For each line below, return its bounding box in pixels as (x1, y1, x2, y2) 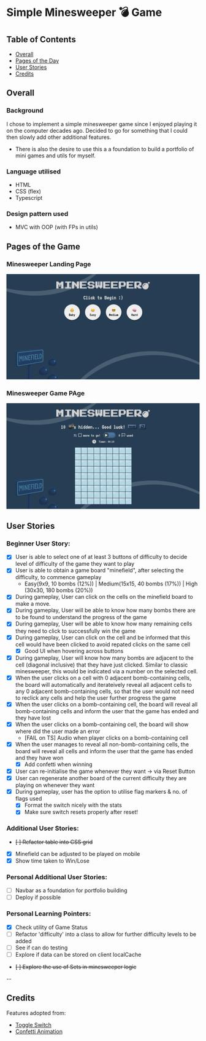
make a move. (15, 600, 51, 608)
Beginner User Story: (6, 539, 71, 548)
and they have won (15, 754, 64, 761)
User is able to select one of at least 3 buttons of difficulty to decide (15, 553, 188, 561)
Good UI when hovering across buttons (24, 647, 124, 654)
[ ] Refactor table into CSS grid (15, 838, 93, 845)
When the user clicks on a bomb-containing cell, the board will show (15, 721, 189, 728)
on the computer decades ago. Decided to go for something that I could (6, 127, 188, 134)
